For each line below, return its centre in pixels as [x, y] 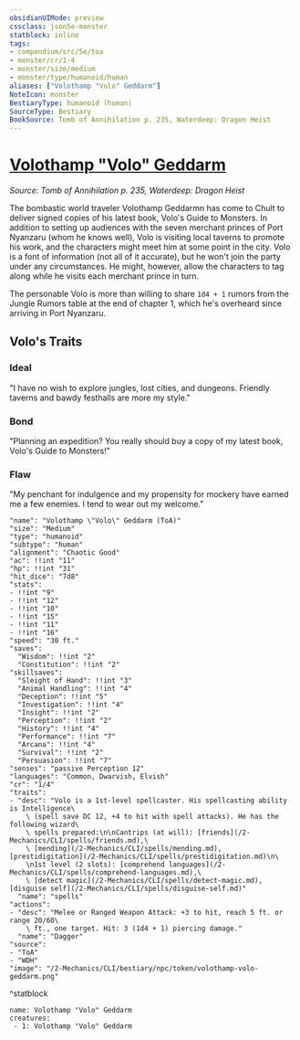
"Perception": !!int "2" [65, 721]
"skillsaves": [36, 673]
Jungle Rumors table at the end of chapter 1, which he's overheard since [146, 303]
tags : [20, 43]
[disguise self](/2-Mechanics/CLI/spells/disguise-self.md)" [128, 889]
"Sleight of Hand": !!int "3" [75, 681]
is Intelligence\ [42, 809]
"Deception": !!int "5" [62, 697]
